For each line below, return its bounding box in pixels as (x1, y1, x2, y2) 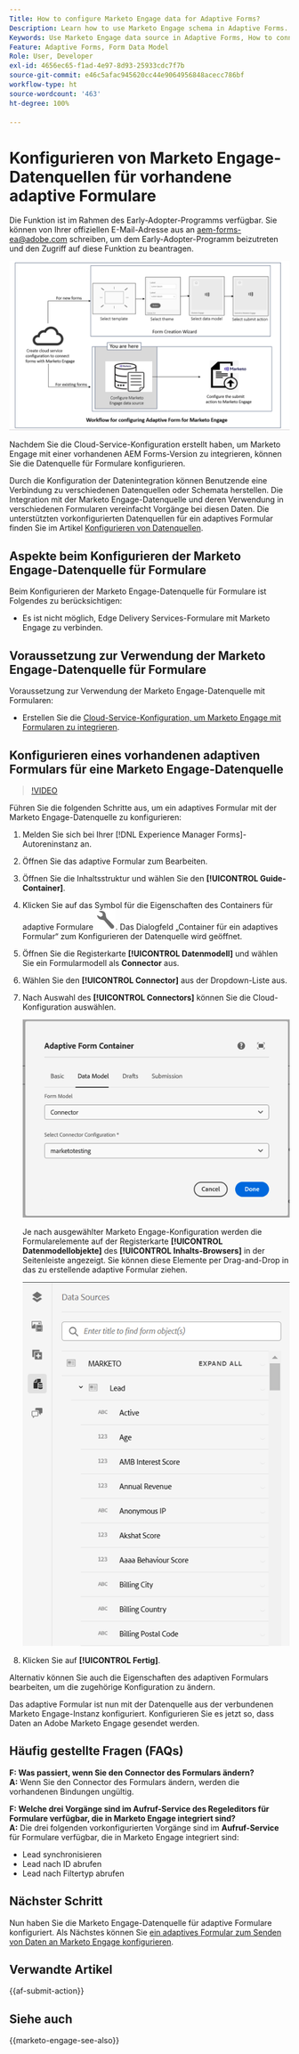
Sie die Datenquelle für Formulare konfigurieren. (9, 459, 186, 469)
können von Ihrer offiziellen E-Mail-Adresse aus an (9, 224, 196, 235)
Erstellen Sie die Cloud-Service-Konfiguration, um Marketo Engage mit (21, 712, 282, 723)
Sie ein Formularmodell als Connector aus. (21, 957, 180, 968)
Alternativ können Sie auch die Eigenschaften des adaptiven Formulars (9, 1672, 269, 1683)
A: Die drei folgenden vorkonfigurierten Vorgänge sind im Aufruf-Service (9, 1822, 279, 1833)
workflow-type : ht (9, 80, 77, 89)
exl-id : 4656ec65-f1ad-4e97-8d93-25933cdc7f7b (9, 61, 185, 70)
